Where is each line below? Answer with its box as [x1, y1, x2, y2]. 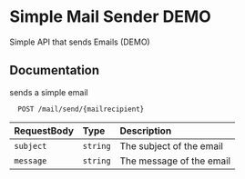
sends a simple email [9, 86, 88, 97]
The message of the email [119, 154, 230, 167]
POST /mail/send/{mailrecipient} [17, 104, 145, 114]
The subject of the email [119, 139, 223, 152]
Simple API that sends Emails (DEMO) [9, 36, 150, 47]
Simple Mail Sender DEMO [9, 6, 211, 27]
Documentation [9, 63, 100, 78]
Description [119, 124, 172, 137]
